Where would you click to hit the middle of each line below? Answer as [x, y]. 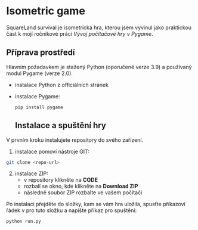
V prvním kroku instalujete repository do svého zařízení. [75, 140]
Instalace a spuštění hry [60, 125]
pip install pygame [39, 107]
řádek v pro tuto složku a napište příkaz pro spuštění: [72, 210]
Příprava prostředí [41, 53]
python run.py [24, 222]
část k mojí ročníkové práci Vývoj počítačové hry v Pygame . [80, 33]
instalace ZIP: [32, 173]
